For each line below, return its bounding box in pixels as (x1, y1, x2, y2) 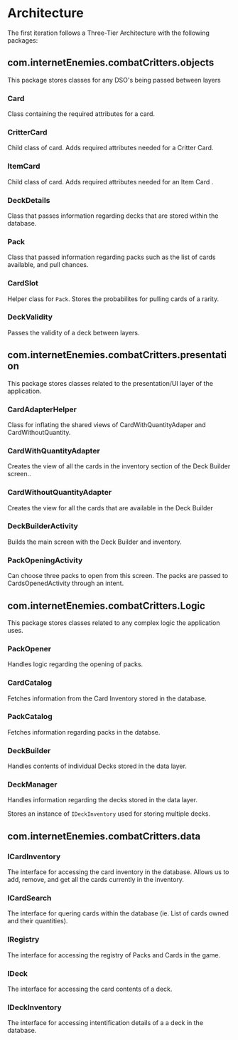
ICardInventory (7, 851, 61, 861)
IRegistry (7, 935, 40, 945)
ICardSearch (7, 893, 52, 903)
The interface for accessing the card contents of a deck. (7, 984, 173, 993)
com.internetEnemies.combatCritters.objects (7, 57, 215, 69)
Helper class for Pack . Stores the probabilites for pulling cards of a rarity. (7, 294, 219, 303)
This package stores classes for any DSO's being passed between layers (7, 75, 222, 84)
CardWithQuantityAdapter (7, 446, 101, 456)
